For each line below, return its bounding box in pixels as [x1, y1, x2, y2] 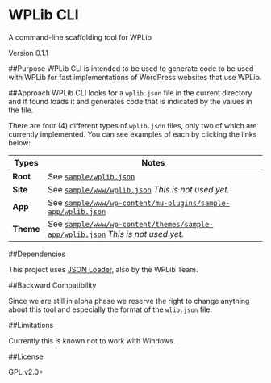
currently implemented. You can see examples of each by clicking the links [8, 129, 257, 139]
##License [8, 351, 44, 361]
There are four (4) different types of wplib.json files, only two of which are [8, 120, 257, 130]
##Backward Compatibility [8, 280, 97, 290]
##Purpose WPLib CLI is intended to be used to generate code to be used [8, 63, 254, 74]
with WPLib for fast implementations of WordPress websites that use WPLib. [8, 72, 262, 82]
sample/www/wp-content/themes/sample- [64, 220, 214, 229]
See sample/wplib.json [48, 170, 135, 182]
